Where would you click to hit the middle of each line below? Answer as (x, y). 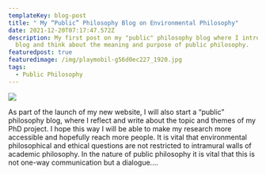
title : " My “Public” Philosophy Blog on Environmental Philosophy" (123, 23)
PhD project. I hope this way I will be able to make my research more (120, 128)
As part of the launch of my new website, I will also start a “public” (116, 112)
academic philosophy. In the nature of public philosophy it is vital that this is (132, 154)
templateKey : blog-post (47, 15)
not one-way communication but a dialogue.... (83, 162)
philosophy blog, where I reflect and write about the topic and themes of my (132, 120)
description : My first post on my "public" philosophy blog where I (123, 38)
